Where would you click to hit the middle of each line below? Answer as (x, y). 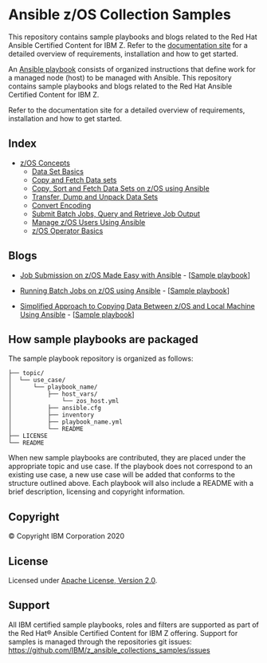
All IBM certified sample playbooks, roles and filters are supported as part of (133, 625)
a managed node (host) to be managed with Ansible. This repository (120, 77)
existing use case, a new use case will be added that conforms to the (122, 475)
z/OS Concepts (45, 163)
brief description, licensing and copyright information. (97, 491)
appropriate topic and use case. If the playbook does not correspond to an (131, 466)
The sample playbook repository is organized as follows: (101, 359)
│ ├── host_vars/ (53, 394)
